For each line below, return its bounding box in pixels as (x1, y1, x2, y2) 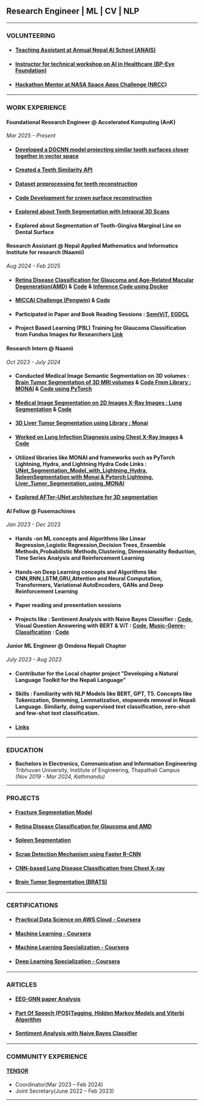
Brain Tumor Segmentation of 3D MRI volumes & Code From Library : (15, 378, 191, 386)
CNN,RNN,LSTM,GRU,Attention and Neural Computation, (15, 574, 163, 582)
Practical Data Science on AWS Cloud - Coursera (15, 916, 141, 923)
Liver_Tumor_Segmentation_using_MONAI (15, 479, 124, 487)
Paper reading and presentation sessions (15, 602, 121, 609)
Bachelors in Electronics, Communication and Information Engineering (15, 760, 197, 767)
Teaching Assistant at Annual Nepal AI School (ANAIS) (15, 46, 156, 54)
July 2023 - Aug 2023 (6, 655, 62, 663)
